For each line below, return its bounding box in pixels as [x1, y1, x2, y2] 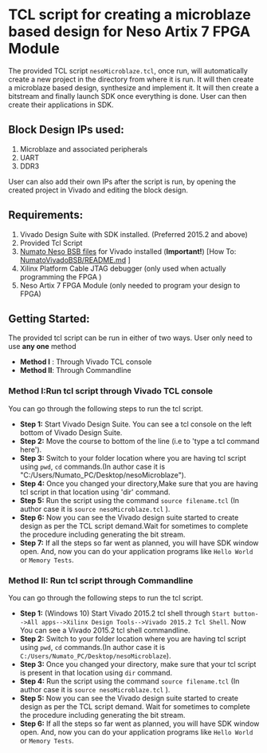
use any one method [8, 342, 77, 351]
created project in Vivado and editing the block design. [8, 185, 189, 195]
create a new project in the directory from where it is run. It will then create [8, 74, 254, 84]
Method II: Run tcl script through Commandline [8, 575, 194, 586]
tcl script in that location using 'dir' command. [19, 487, 171, 497]
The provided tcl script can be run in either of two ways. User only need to [8, 333, 253, 343]
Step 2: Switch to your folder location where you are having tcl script [19, 633, 246, 644]
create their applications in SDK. [8, 100, 114, 109]
